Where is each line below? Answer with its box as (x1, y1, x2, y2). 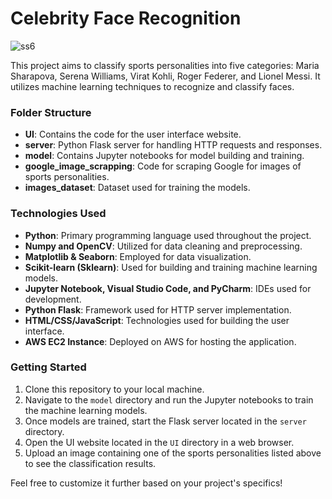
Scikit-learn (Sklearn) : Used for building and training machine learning (24, 261, 318, 273)
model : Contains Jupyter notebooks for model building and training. (24, 150, 305, 162)
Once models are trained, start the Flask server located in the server (24, 415, 307, 427)
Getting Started (10, 360, 87, 374)
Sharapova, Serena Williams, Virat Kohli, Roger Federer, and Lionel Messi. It (10, 70, 321, 82)
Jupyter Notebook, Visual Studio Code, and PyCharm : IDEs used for (24, 282, 312, 294)
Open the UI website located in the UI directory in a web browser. (24, 436, 295, 448)
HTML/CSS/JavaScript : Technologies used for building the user (24, 314, 290, 326)
